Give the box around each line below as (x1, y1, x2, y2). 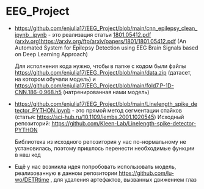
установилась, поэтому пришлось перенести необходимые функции (14, 144, 195, 152)
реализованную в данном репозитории (14, 169, 118, 177)
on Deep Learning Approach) (14, 50, 88, 57)
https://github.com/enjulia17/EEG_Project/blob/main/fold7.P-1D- (14, 81, 175, 89)
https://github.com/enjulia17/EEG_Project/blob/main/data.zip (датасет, (14, 69, 192, 76)
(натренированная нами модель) (63, 88, 150, 95)
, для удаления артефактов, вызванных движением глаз (50, 176, 197, 183)
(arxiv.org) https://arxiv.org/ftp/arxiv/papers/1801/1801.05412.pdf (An (14, 37, 187, 45)
